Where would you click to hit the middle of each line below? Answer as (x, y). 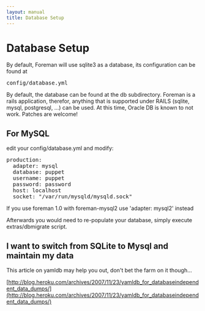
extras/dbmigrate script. (37, 227)
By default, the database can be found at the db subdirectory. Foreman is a (101, 95)
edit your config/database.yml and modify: (60, 148)
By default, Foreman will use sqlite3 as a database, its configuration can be (101, 65)
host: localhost (37, 191)
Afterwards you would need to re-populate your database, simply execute (99, 220)
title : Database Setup (35, 18)
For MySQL (28, 133)
